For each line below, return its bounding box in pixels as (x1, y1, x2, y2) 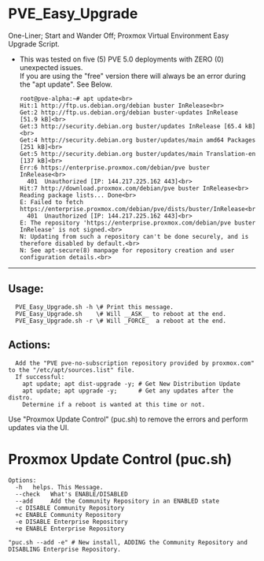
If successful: (15, 373, 65, 381)
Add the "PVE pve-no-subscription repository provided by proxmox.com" (15, 359, 255, 367)
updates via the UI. (8, 422, 69, 432)
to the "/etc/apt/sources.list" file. (8, 366, 135, 374)
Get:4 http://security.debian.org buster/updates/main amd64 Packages (19, 136, 256, 144)
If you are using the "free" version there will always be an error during (19, 71, 246, 80)
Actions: (8, 338, 51, 351)
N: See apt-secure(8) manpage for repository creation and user (19, 246, 235, 254)
